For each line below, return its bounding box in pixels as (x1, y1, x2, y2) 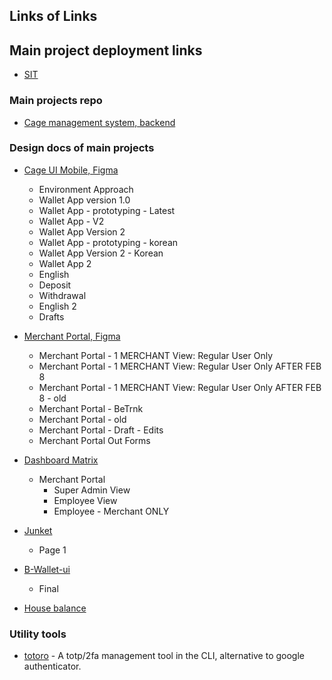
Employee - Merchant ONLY (53, 505, 170, 517)
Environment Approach (38, 183, 134, 195)
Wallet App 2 (38, 257, 92, 269)
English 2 (38, 300, 77, 312)
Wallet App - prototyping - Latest (38, 204, 176, 216)
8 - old (38, 392, 67, 404)
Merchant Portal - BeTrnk (38, 402, 144, 414)
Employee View (53, 494, 118, 506)
